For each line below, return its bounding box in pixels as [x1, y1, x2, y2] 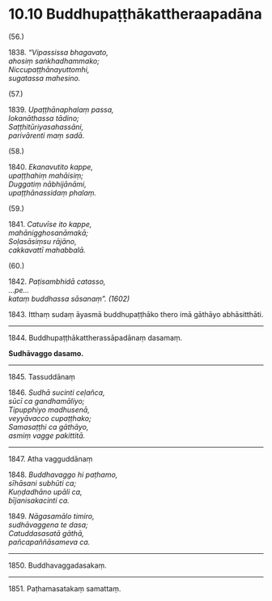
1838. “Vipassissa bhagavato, [8, 47, 109, 57]
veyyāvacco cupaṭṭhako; [8, 413, 91, 423]
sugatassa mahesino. [8, 73, 81, 83]
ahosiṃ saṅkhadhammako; [8, 56, 100, 66]
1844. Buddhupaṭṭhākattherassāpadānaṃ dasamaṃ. [8, 333, 183, 342]
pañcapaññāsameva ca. [8, 537, 91, 547]
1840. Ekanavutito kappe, [8, 161, 94, 171]
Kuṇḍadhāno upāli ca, [8, 487, 83, 496]
